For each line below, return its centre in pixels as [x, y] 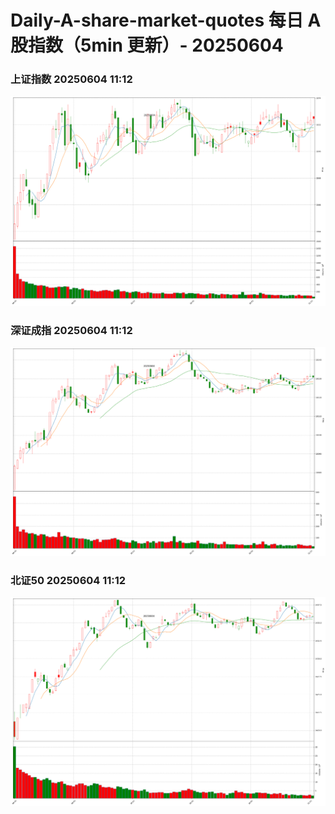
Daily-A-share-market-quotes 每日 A [166, 20]
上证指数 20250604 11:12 [71, 79]
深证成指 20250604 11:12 [71, 330]
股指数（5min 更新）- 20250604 [147, 45]
